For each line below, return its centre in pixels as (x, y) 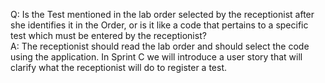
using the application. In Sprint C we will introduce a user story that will (156, 57)
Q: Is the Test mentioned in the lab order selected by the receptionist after (162, 14)
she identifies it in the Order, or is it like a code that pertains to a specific (159, 25)
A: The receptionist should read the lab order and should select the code (160, 46)
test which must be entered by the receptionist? (108, 35)
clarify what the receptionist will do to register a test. (119, 67)
